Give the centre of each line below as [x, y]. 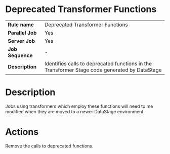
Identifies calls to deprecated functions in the [98, 63]
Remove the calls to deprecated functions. [49, 146]
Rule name [21, 25]
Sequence [20, 55]
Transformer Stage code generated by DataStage [103, 70]
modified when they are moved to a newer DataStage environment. [75, 111]
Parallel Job [22, 33]
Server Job [22, 41]
